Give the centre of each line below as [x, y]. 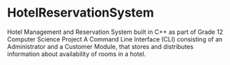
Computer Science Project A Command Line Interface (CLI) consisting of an [115, 39]
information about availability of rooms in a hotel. [77, 54]
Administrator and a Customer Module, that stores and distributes [100, 46]
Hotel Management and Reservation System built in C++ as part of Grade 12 [115, 32]
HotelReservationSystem [80, 13]
